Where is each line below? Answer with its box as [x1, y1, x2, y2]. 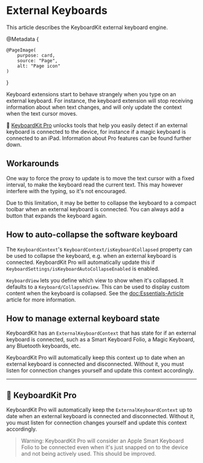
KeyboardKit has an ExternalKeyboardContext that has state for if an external [6, 329, 196, 337]
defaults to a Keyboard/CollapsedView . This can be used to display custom [6, 283, 190, 291]
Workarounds [6, 159, 59, 169]
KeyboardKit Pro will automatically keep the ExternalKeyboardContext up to [6, 406, 192, 413]
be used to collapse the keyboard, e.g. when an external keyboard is [6, 252, 177, 259]
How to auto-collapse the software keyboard [6, 229, 178, 240]
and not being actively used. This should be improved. [21, 450, 156, 458]
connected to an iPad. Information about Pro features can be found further [6, 134, 192, 142]
